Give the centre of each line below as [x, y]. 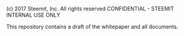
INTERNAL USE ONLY [33, 15]
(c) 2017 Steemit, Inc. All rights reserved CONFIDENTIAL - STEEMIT [90, 9]
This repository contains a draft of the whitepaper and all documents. [92, 27]
